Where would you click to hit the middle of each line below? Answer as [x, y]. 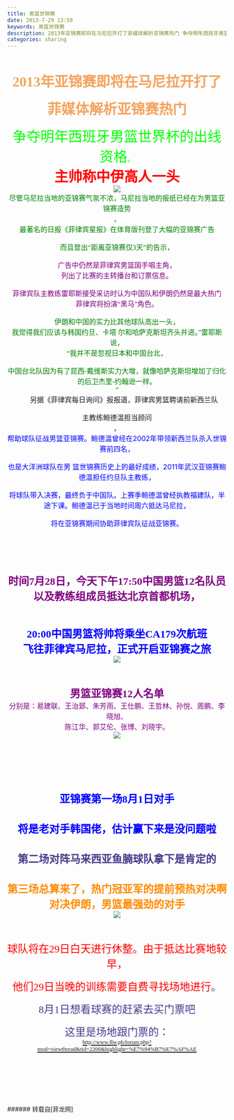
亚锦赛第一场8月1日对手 [117, 799]
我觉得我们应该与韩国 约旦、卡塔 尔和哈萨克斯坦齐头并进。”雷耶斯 [117, 332]
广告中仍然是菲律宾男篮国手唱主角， [117, 266]
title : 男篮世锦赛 [31, 14]
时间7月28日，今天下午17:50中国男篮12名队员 [117, 582]
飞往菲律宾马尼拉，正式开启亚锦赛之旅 [117, 650]
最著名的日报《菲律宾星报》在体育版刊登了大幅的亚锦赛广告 [117, 230]
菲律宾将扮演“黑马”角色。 [117, 305]
